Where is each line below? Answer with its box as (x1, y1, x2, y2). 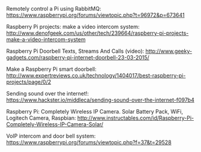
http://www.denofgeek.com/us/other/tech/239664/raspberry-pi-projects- (6, 29, 189, 37)
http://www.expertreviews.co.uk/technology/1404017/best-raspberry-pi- (6, 72, 186, 79)
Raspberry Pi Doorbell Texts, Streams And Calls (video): (6, 47, 145, 55)
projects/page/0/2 (6, 78, 52, 85)
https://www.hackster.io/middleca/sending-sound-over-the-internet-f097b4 (6, 96, 195, 103)
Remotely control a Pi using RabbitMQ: (6, 5, 101, 12)
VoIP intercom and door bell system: (6, 132, 96, 139)
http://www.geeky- (145, 47, 193, 55)
